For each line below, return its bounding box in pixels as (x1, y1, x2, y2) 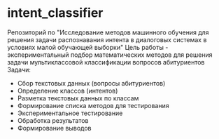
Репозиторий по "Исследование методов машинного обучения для (7, 28, 209, 37)
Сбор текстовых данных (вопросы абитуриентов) (17, 79, 166, 87)
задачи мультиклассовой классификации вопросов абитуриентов (7, 58, 205, 66)
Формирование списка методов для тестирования (17, 101, 169, 110)
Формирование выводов (17, 124, 92, 132)
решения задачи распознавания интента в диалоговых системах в (7, 35, 207, 44)
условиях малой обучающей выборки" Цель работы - (7, 43, 169, 51)
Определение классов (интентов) (17, 86, 118, 95)
